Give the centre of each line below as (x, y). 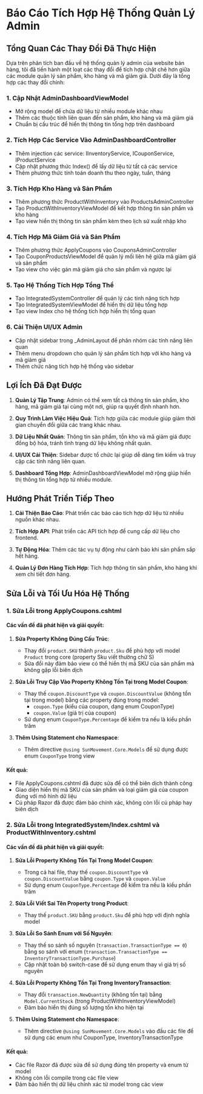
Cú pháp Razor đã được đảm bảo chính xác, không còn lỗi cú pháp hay (104, 803)
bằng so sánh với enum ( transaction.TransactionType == (96, 952)
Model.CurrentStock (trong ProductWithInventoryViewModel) (100, 1001)
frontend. (27, 538)
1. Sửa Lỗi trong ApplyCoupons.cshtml (64, 611)
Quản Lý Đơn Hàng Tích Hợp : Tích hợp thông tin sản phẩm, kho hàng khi (106, 568)
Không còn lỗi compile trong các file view (67, 1078)
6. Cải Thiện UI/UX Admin (45, 327)
